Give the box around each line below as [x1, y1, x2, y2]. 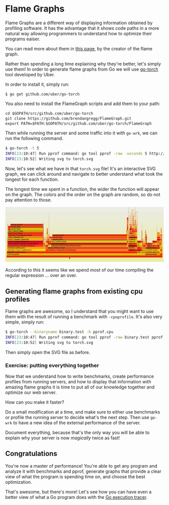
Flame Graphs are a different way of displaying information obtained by [5, 20, 153, 26]
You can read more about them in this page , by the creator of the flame [5, 45, 152, 52]
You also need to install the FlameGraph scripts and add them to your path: [5, 100, 160, 107]
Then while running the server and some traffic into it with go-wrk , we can [5, 130, 157, 136]
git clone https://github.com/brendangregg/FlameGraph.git [5, 116, 132, 121]
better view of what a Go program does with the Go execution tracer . [5, 494, 148, 500]
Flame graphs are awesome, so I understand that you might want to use [5, 309, 154, 315]
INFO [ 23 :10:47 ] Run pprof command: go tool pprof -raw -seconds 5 [5, 151, 147, 156]
